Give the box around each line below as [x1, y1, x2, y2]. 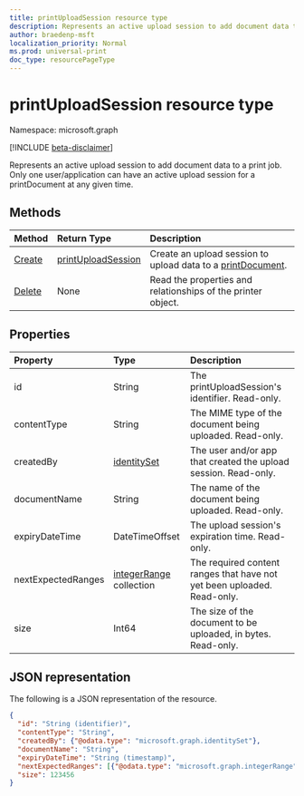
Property [14, 354, 53, 366]
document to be [189, 616, 258, 628]
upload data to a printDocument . [149, 258, 288, 271]
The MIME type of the [189, 406, 282, 419]
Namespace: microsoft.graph [9, 124, 119, 135]
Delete [14, 285, 43, 297]
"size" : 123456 [17, 770, 75, 780]
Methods [9, 205, 62, 220]
